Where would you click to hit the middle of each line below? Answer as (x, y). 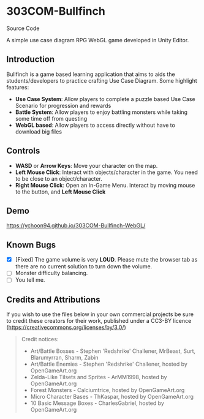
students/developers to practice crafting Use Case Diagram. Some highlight (102, 80)
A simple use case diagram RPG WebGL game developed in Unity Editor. (98, 40)
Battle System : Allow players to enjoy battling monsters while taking (101, 112)
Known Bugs (31, 245)
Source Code (23, 28)
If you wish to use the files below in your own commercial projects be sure (100, 314)
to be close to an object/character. (59, 178)
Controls (23, 151)
